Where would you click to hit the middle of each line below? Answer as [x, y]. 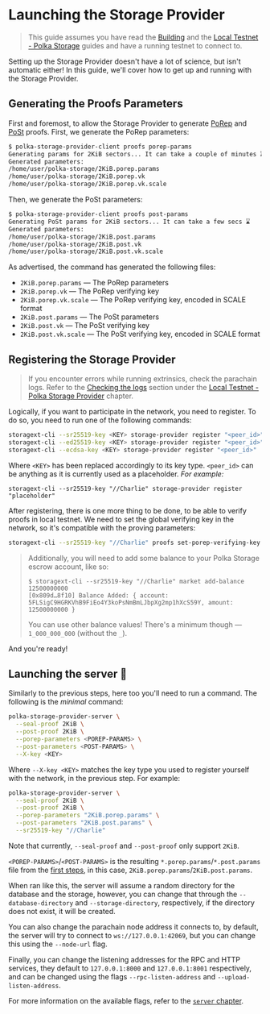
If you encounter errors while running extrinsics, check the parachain [142, 379]
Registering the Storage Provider [92, 359]
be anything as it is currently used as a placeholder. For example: [116, 474]
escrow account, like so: [68, 567]
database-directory [41, 903]
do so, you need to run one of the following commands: [100, 420]
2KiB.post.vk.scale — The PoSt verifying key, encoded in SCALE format [140, 334]
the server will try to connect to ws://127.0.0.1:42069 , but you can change [132, 935]
